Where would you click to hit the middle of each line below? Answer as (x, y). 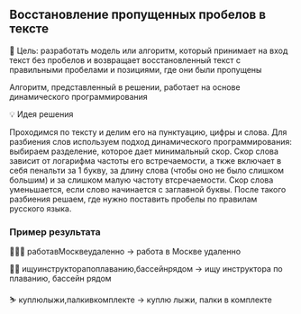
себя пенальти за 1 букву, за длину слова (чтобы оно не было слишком (147, 170)
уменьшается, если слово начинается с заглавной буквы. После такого (148, 189)
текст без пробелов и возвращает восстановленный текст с (125, 60)
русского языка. (41, 208)
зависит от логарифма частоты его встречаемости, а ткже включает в (146, 160)
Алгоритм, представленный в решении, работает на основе (125, 87)
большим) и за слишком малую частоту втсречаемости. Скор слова (141, 180)
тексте (29, 29)
